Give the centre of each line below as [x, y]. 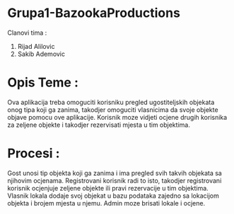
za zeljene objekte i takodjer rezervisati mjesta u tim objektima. [99, 125]
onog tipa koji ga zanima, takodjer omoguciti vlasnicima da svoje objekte [113, 109]
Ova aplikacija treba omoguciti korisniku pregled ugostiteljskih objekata [111, 102]
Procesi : [34, 153]
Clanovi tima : [27, 33]
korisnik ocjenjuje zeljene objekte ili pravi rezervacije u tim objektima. [108, 188]
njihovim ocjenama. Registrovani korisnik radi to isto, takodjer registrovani [115, 180]
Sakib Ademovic [41, 54]
